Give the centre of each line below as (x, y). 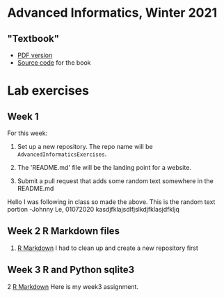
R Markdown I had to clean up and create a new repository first (107, 248)
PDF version (35, 55)
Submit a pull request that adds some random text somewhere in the (115, 181)
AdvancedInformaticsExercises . (62, 154)
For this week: (27, 133)
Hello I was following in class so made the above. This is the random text (111, 202)
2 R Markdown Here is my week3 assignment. (73, 286)
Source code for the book (54, 63)
